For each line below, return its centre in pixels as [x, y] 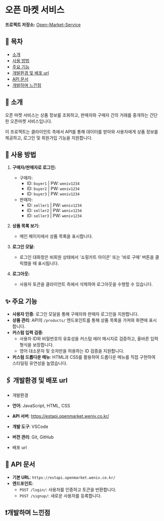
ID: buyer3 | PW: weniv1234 [53, 194]
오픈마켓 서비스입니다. [31, 121]
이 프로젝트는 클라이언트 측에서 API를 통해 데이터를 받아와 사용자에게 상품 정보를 [82, 131]
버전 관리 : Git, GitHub [33, 437]
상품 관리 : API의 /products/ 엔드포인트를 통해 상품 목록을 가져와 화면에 [80, 320]
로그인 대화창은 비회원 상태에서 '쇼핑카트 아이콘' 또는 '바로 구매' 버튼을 [87, 257]
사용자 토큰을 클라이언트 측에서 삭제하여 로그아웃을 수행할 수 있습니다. [86, 284]
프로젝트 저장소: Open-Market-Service [43, 25]
